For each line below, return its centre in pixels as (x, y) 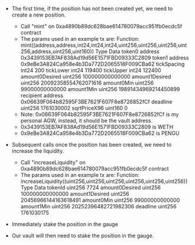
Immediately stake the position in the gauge (65, 224)
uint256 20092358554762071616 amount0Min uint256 (87, 83)
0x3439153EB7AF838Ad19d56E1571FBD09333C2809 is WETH (97, 127)
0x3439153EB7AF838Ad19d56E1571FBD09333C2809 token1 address (105, 58)
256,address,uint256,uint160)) (57, 51)
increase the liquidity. (38, 151)
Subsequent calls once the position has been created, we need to (92, 145)
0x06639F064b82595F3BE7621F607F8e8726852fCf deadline (96, 102)
